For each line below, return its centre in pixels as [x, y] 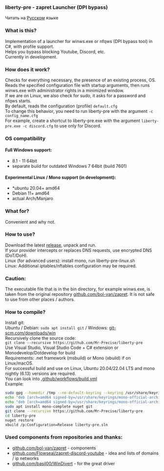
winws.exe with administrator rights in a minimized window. [65, 90]
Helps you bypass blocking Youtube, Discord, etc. [55, 51]
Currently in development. [31, 57]
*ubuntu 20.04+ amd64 [36, 188]
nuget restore [20, 420]
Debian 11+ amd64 [31, 193]
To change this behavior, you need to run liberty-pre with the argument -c [79, 111]
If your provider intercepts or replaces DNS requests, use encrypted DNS [79, 250]
